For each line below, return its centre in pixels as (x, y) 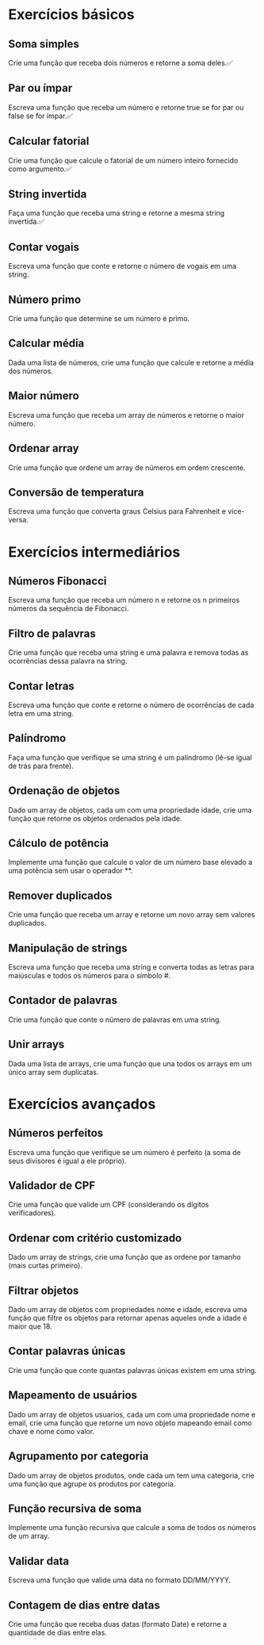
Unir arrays (36, 1044)
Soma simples (44, 44)
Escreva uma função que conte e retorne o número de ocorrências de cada (131, 705)
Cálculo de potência (59, 843)
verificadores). (32, 1213)
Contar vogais (44, 247)
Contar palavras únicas (67, 1351)
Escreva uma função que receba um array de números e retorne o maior (126, 415)
